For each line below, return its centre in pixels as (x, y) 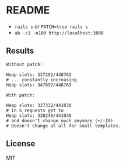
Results (20, 51)
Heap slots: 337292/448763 (39, 75)
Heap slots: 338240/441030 (39, 115)
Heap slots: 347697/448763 (39, 85)
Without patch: (24, 64)
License (21, 144)
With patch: (20, 95)
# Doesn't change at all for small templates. (64, 126)
